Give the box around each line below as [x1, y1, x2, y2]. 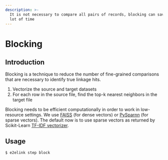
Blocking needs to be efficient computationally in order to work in [5, 106, 140, 112]
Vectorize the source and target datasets [12, 86, 97, 92]
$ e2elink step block [5, 150, 50, 155]
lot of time [9, 16, 35, 21]
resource [5, 112, 24, 118]
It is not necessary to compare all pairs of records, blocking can [9, 12, 155, 17]
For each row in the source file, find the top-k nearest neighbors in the [12, 91, 157, 97]
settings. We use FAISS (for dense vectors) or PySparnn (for [24, 112, 148, 118]
